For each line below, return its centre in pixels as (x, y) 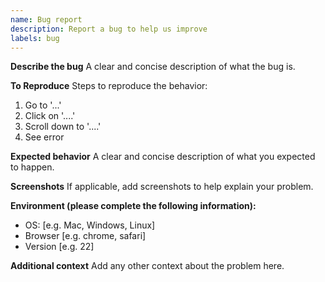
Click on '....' (50, 116)
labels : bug (35, 38)
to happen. (32, 167)
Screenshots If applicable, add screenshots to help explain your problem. (162, 187)
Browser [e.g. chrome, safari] (85, 236)
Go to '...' (43, 105)
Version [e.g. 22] (59, 247)
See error (44, 137)
